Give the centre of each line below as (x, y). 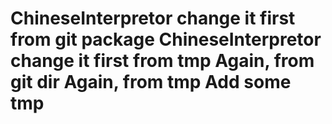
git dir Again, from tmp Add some (151, 82)
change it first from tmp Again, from (162, 61)
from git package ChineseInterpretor (166, 39)
